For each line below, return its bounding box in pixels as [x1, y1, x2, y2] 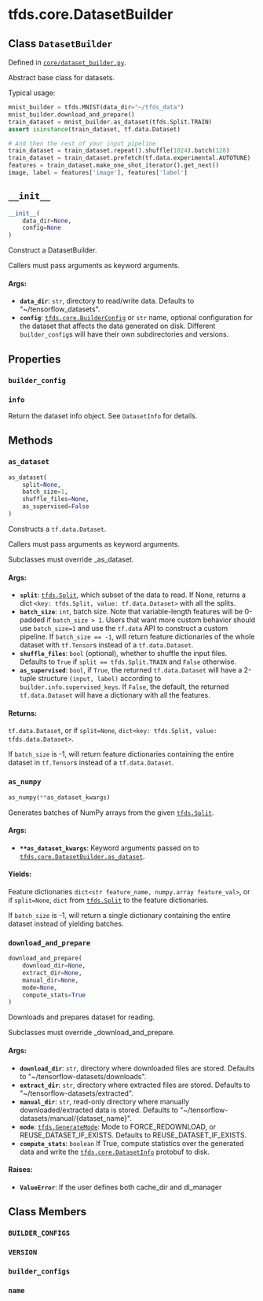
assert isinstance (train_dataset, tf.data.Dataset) [8, 125, 181, 133]
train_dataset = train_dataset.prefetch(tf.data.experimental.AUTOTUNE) [8, 154, 251, 162]
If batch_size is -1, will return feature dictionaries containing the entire [8, 750, 234, 759]
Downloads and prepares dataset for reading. [8, 1012, 155, 1022]
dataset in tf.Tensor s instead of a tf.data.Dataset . [8, 757, 174, 768]
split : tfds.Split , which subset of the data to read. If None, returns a [19, 590, 246, 599]
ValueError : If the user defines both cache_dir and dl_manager [19, 1182, 222, 1192]
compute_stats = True [22, 991, 86, 999]
